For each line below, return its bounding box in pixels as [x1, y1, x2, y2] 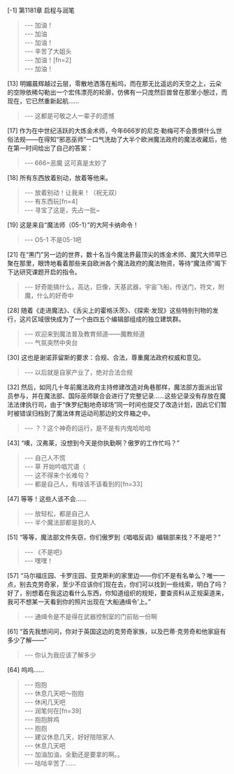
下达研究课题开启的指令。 [7, 268, 81, 276]
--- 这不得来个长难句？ [24, 471, 91, 479]
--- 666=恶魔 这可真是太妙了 [24, 159, 108, 167]
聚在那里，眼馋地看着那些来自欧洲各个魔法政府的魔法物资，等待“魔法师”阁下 [7, 259, 227, 267]
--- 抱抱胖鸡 [24, 715, 60, 724]
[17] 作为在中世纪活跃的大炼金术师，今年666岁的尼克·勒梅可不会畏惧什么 [7, 126, 217, 135]
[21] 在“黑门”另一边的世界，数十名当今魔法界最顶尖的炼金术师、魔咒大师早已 [7, 251, 227, 258]
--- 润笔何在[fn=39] [24, 707, 82, 715]
